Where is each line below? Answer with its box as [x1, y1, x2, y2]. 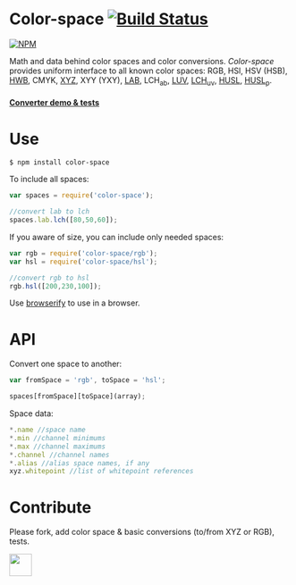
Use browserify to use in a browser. [9, 297, 140, 308]
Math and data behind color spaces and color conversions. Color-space [9, 55, 275, 66]
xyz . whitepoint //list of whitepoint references [9, 467, 194, 476]
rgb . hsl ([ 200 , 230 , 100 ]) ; [9, 281, 102, 290]
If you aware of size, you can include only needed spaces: [9, 231, 224, 242]
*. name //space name [9, 425, 87, 435]
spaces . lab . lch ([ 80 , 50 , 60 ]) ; [9, 215, 118, 225]
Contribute [9, 497, 92, 517]
